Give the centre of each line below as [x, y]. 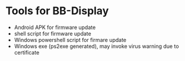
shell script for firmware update [52, 33]
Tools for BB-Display [57, 11]
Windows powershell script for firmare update [70, 40]
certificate [27, 52]
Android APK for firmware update [55, 27]
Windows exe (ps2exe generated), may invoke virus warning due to [96, 46]
